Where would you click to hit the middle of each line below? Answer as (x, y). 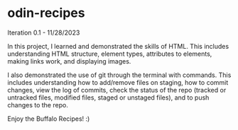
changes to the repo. (38, 105)
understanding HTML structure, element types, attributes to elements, (110, 54)
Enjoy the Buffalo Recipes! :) (49, 119)
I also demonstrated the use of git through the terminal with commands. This (119, 75)
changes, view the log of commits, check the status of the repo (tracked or (117, 90)
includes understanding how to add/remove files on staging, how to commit (118, 82)
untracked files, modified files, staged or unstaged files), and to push (108, 97)
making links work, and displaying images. (69, 61)
